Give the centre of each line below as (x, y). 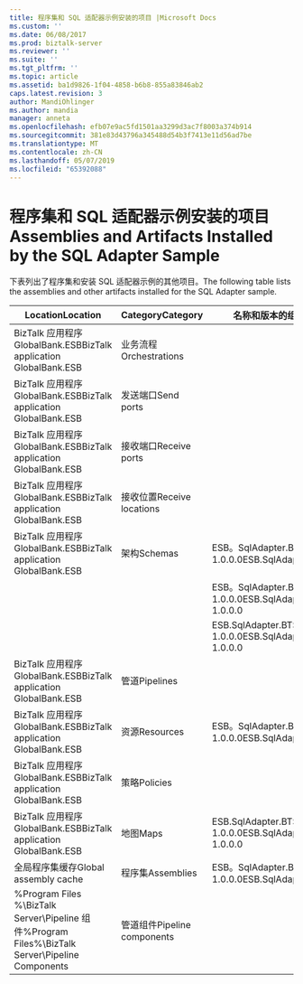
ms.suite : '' (34, 60)
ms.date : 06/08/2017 (48, 34)
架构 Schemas (149, 554)
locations (140, 509)
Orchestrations (152, 356)
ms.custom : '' (36, 26)
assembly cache (49, 879)
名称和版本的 (260, 315)
